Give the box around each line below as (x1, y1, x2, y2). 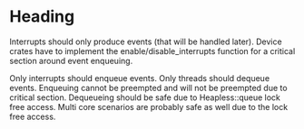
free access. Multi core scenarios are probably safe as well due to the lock (9, 101, 289, 112)
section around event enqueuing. (9, 55, 133, 66)
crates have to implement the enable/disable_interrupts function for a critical (9, 45, 296, 56)
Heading (9, 6, 75, 27)
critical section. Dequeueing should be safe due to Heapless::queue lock (9, 92, 281, 103)
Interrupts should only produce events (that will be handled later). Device (9, 36, 283, 47)
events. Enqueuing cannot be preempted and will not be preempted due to (9, 82, 288, 93)
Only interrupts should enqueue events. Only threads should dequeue (9, 72, 270, 83)
